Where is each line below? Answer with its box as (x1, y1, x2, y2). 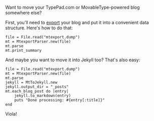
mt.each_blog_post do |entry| (5, 89, 69, 94)
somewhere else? (5, 10, 42, 16)
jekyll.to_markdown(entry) (14, 93, 71, 98)
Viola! (5, 111, 17, 117)
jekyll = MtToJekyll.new (5, 80, 58, 85)
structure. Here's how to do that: (5, 25, 73, 31)
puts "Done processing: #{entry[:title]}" (14, 98, 105, 103)
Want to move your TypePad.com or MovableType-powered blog (5, 5, 140, 10)
